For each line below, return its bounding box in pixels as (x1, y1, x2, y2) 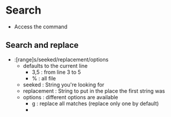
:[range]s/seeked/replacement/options (14, 56, 109, 63)
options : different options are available (22, 93, 119, 100)
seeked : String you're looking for (22, 81, 105, 88)
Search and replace (5, 40, 79, 50)
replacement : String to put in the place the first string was (22, 87, 165, 95)
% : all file (31, 74, 56, 82)
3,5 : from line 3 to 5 (31, 69, 81, 76)
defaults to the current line (22, 62, 88, 69)
